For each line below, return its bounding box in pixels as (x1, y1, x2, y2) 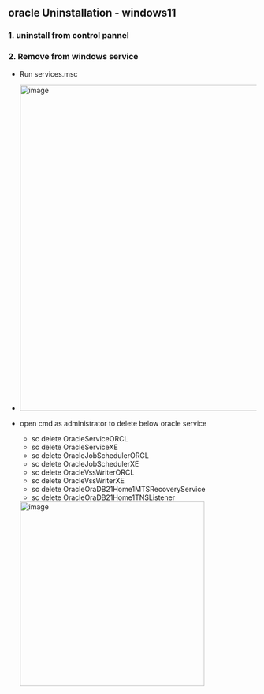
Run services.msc (19, 69, 78, 78)
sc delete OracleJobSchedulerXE (31, 459, 139, 468)
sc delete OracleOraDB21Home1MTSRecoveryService (31, 484, 206, 493)
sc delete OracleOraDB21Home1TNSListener (31, 493, 176, 502)
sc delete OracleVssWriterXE (31, 475, 125, 485)
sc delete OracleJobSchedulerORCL (31, 450, 150, 460)
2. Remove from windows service (8, 51, 139, 62)
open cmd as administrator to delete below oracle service (19, 418, 207, 428)
